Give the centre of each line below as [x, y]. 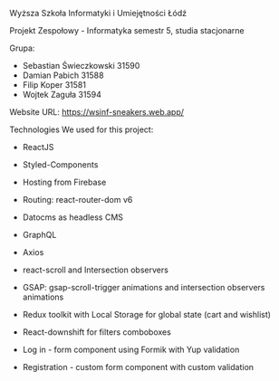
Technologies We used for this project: [82, 129]
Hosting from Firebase [64, 182]
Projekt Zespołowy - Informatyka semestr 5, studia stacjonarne [127, 30]
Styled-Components [60, 165]
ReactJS [38, 147]
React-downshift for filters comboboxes [97, 332]
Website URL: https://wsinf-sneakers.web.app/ [96, 112]
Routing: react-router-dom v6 [77, 200]
